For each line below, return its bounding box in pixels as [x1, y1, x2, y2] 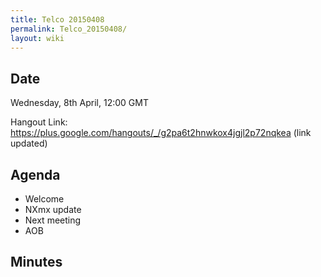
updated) [10, 137, 48, 150]
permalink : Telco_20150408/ [10, 24, 128, 34]
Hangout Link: [10, 116, 68, 128]
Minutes [10, 254, 63, 271]
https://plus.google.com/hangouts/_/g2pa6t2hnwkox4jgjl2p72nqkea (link [10, 127, 312, 139]
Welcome [24, 193, 65, 205]
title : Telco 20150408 [10, 14, 105, 25]
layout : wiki [10, 33, 65, 43]
